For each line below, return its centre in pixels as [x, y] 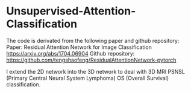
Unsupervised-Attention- [71, 11]
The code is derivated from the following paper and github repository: [93, 40]
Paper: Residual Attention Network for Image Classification [79, 47]
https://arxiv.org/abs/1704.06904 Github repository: [70, 53]
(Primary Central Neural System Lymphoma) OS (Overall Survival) [88, 78]
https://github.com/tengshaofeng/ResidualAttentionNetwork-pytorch [91, 60]
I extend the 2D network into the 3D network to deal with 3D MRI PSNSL [96, 71]
